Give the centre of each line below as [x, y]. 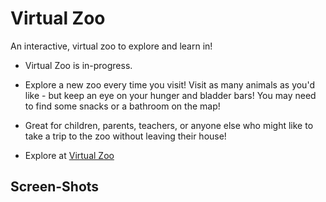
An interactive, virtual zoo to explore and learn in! [111, 46]
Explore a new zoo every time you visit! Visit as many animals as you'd [169, 84]
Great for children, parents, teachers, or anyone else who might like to [169, 125]
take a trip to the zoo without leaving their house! [125, 136]
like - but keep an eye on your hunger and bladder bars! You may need [170, 95]
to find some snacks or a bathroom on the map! [122, 106]
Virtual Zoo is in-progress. [78, 65]
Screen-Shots [55, 187]
